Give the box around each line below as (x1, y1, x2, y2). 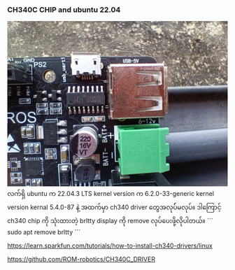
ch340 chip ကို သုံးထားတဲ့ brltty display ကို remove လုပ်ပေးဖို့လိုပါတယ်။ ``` (7, 217, 213, 225)
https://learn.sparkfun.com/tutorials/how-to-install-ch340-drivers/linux (7, 241, 213, 250)
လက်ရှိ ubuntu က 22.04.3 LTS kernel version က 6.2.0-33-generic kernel (7, 190, 215, 198)
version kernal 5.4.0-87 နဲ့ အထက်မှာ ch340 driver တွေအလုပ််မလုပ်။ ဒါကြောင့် (7, 203, 222, 211)
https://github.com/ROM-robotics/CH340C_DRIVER (7, 255, 156, 264)
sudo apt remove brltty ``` (7, 228, 81, 236)
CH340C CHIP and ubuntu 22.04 (7, 5, 121, 15)
